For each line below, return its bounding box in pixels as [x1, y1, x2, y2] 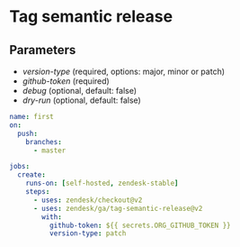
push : [17, 129, 39, 138]
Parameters [9, 42, 76, 58]
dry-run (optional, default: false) [22, 95, 141, 105]
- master [32, 146, 67, 155]
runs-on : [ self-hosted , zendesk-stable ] [25, 178, 179, 188]
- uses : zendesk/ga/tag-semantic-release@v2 [32, 204, 203, 213]
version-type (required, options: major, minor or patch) [22, 66, 226, 77]
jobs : [9, 162, 30, 171]
